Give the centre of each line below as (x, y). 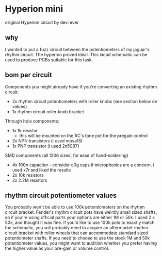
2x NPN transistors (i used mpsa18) (47, 141)
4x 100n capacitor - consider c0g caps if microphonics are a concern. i (83, 165)
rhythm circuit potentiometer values (61, 195)
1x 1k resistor (25, 130)
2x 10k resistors (28, 175)
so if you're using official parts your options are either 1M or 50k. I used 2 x (80, 218)
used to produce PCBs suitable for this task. (49, 60)
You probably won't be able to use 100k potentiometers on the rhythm (75, 207)
